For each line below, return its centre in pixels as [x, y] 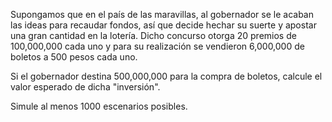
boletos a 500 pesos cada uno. [74, 57]
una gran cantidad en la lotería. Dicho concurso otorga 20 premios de [153, 35]
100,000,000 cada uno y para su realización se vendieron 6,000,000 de [157, 46]
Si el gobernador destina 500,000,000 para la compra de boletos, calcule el [166, 76]
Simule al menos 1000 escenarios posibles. [99, 106]
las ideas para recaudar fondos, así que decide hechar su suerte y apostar [163, 25]
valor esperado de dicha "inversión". [85, 87]
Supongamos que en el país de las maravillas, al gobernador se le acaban [162, 14]
